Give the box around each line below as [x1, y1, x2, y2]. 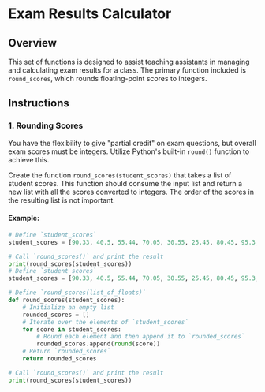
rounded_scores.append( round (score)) [36, 340, 160, 348]
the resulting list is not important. [8, 195, 116, 205]
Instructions [8, 96, 69, 110]
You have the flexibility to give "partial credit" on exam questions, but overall [8, 138, 256, 147]
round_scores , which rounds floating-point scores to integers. [8, 74, 207, 83]
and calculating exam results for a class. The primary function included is [8, 65, 247, 75]
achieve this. [8, 155, 50, 164]
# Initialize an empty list [22, 303, 114, 312]
